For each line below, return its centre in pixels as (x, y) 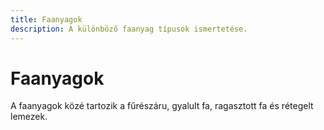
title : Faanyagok (46, 19)
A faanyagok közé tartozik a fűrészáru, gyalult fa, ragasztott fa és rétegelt (162, 106)
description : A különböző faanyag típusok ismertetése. (129, 29)
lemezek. (29, 117)
